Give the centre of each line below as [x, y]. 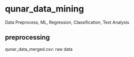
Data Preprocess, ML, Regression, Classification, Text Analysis [67, 22]
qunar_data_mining [45, 9]
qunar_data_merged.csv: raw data [39, 49]
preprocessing [27, 37]
